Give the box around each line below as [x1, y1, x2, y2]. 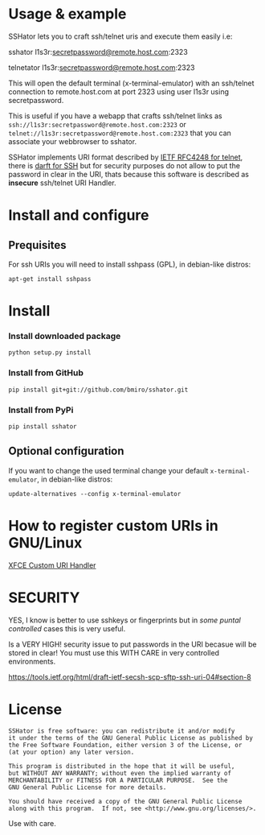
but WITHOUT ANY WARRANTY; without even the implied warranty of [8, 769, 231, 777]
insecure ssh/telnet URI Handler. [8, 178, 116, 188]
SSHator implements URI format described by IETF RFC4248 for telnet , [8, 152, 243, 162]
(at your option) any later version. [8, 748, 135, 756]
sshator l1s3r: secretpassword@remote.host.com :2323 [8, 47, 189, 56]
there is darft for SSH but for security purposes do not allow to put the [8, 160, 241, 170]
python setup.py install [8, 349, 92, 357]
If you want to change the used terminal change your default [8, 465, 209, 475]
